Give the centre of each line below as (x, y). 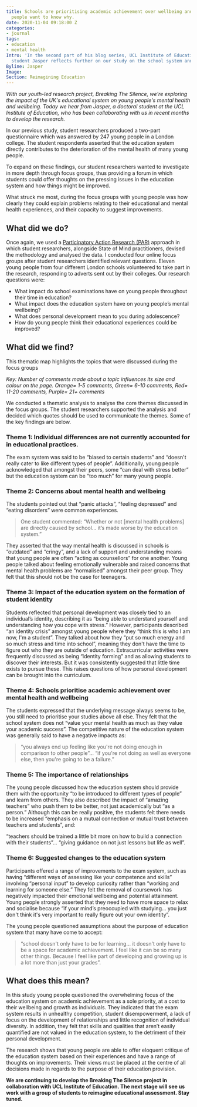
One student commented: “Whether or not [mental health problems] (102, 522)
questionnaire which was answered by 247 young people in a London (90, 137)
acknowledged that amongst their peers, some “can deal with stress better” (97, 470)
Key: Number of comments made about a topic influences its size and (91, 379)
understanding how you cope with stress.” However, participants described (97, 625)
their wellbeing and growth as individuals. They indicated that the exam (92, 1007)
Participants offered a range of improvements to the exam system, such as (96, 871)
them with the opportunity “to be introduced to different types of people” (94, 794)
